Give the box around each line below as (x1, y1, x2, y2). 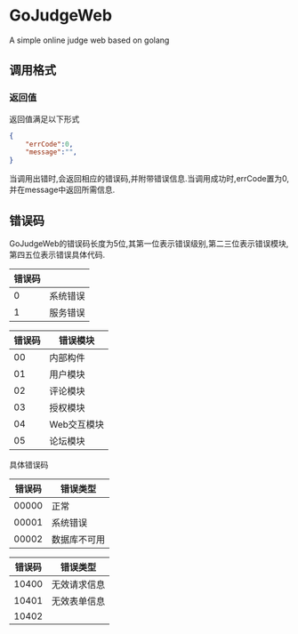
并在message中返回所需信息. (9, 184, 116, 196)
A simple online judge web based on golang (9, 35, 170, 45)
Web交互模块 (49, 418, 105, 430)
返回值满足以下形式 (9, 113, 80, 124)
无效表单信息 (51, 595, 105, 607)
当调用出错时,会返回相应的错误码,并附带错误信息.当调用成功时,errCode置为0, (9, 173, 289, 184)
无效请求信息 (51, 578, 105, 590)
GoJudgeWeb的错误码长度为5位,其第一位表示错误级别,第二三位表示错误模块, (9, 237, 289, 249)
